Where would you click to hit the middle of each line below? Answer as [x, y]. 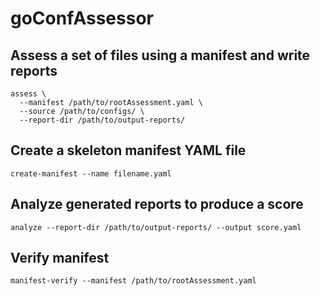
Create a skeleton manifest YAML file [128, 150]
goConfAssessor [82, 18]
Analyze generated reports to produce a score [157, 204]
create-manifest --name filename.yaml [91, 173]
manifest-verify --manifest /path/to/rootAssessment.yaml [133, 281]
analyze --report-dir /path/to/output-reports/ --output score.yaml [156, 227]
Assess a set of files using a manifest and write [160, 55]
